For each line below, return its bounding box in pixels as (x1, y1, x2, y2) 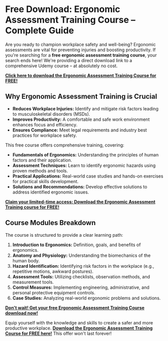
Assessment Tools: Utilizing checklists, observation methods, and (12, 273, 150, 279)
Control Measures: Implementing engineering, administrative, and (12, 284, 149, 290)
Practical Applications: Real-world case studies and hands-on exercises (12, 173, 163, 179)
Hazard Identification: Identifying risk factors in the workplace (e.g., (12, 263, 154, 269)
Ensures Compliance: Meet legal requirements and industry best (12, 127, 147, 133)
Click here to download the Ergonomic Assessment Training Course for (5, 72, 156, 78)
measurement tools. (12, 279, 54, 285)
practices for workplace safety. (12, 132, 77, 138)
